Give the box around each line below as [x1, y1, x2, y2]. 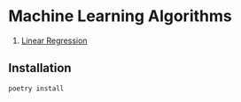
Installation [8, 61, 72, 76]
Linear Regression [20, 35, 88, 46]
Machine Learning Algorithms [8, 6, 232, 26]
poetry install [8, 84, 65, 93]
